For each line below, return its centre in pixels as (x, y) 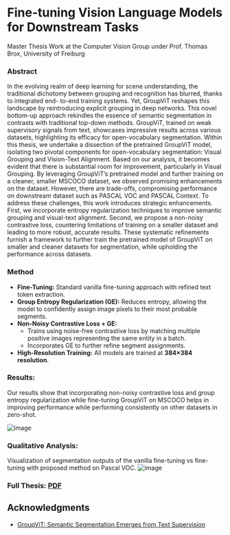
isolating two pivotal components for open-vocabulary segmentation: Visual (114, 152)
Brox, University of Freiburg (46, 54)
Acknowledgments (49, 508)
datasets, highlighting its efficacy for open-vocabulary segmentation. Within (115, 137)
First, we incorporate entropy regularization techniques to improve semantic (114, 210)
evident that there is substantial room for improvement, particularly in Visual (114, 167)
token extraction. (41, 294)
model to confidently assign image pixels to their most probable (107, 309)
